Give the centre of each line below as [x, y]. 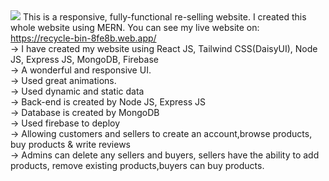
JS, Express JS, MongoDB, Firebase [84, 59]
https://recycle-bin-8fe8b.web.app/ [83, 38]
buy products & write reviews [70, 144]
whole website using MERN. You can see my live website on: [135, 27]
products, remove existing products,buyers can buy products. [137, 165]
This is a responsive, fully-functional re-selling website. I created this [164, 17]
